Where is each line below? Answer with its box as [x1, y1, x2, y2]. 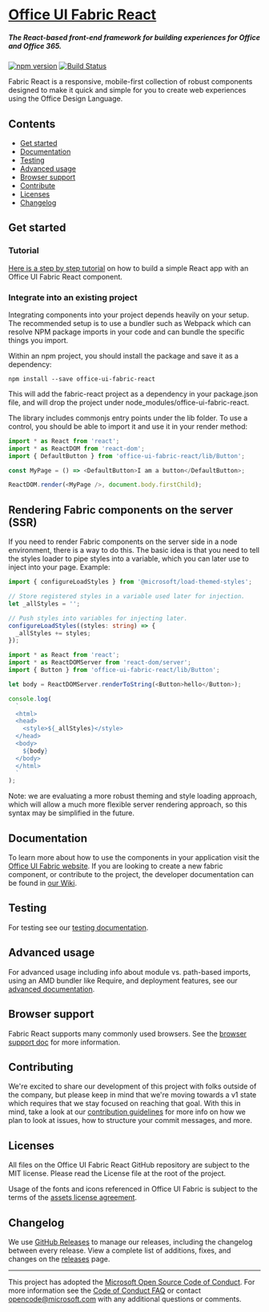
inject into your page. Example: [8, 562, 110, 572]
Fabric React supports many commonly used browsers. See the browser [8, 1028, 247, 1038]
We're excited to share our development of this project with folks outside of [8, 1081, 257, 1091]
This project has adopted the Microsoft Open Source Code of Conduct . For [8, 1277, 255, 1286]
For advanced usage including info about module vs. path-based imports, [8, 967, 251, 976]
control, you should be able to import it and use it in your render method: [8, 421, 248, 431]
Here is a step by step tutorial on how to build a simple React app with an [8, 263, 249, 273]
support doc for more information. [8, 1037, 121, 1047]
